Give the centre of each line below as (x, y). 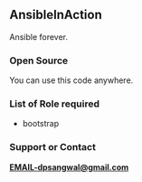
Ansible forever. (39, 36)
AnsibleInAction (56, 15)
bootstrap (41, 124)
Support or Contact (53, 147)
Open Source (39, 60)
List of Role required (55, 104)
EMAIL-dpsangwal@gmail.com (69, 167)
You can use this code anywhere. (71, 80)
